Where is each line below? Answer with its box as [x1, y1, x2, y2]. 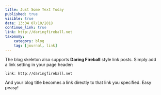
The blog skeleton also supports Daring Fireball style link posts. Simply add [5, 56, 157, 62]
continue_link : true [5, 25, 47, 30]
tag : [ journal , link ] [14, 43, 57, 48]
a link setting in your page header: [5, 62, 74, 67]
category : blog [14, 39, 45, 44]
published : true [5, 12, 38, 16]
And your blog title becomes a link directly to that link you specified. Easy [5, 79, 152, 85]
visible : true [5, 16, 34, 21]
